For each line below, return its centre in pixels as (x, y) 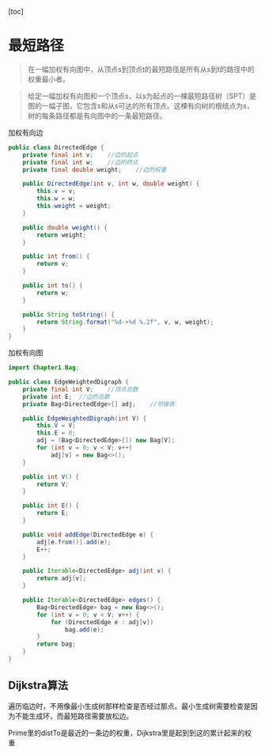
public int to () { (53, 286)
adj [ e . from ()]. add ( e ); (74, 542)
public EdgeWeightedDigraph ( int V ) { (85, 419)
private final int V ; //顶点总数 (80, 389)
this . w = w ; (57, 199)
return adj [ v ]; (62, 578)
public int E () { (51, 506)
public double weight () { (65, 227)
